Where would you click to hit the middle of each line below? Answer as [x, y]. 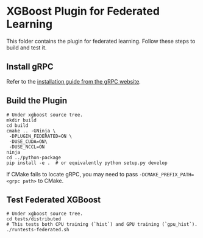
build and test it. [27, 48]
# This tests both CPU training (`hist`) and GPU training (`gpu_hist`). [102, 225]
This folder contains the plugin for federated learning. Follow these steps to [101, 41]
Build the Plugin [37, 101]
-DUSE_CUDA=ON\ [28, 142]
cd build [17, 125]
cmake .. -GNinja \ [31, 131]
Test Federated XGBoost [54, 200]
